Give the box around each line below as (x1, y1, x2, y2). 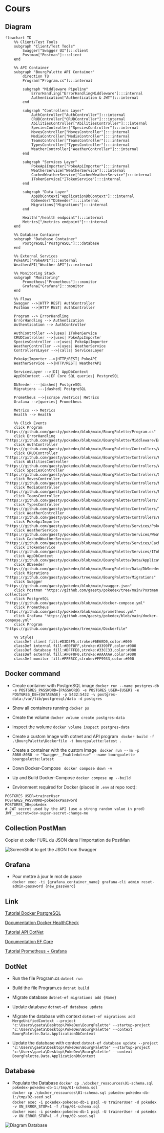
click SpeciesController (14, 468, 64, 473)
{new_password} (45, 884, 76, 889)
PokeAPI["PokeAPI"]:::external (14, 258, 78, 263)
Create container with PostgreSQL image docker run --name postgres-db (12, 682, 159, 688)
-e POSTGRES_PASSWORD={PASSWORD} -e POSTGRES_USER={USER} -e (12, 688, 140, 693)
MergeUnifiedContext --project (12, 1018, 76, 1023)
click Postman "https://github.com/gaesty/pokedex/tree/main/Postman (14, 588, 159, 593)
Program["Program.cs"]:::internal (22, 78, 93, 83)
